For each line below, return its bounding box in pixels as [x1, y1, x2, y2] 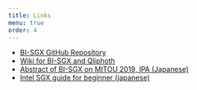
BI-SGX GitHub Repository [19, 48, 106, 58]
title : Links [8, 11, 52, 20]
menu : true [8, 19, 44, 27]
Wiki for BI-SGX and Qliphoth [19, 56, 115, 66]
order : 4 [8, 26, 37, 34]
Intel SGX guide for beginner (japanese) [19, 73, 150, 83]
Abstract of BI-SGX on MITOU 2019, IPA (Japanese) [19, 65, 189, 74]
